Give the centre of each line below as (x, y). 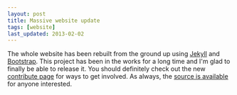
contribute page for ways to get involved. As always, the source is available (118, 77)
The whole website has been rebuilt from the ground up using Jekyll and (114, 54)
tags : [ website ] (31, 27)
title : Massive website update (54, 21)
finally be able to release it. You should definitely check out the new (106, 69)
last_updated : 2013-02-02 (46, 34)
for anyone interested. (40, 84)
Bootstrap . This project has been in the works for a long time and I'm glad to (119, 62)
